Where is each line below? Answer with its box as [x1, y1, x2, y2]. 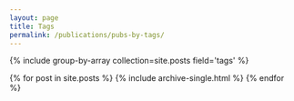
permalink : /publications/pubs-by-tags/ [9, 30, 166, 39]
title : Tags [9, 22, 55, 31]
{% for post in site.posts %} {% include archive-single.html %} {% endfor [9, 73, 285, 84]
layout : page [9, 13, 59, 23]
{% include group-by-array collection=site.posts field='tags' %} [9, 56, 249, 66]
